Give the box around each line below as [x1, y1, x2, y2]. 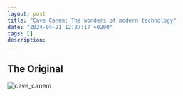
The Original [7, 63, 64, 75]
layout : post [7, 10, 46, 18]
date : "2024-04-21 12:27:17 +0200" [7, 23, 113, 30]
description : [7, 37, 46, 44]
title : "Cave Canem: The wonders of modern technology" [7, 17, 177, 24]
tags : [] [7, 30, 33, 37]
